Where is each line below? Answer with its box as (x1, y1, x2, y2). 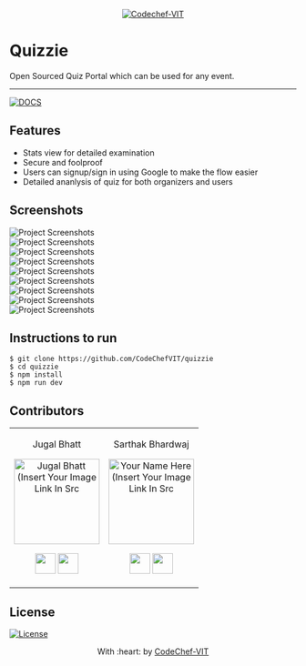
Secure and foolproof (22, 156, 103, 167)
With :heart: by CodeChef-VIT (97, 646, 209, 657)
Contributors (9, 403, 85, 419)
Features (9, 123, 61, 138)
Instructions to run (9, 330, 117, 346)
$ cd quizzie (9, 362, 59, 372)
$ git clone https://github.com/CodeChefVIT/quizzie (9, 355, 214, 364)
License (9, 604, 56, 620)
